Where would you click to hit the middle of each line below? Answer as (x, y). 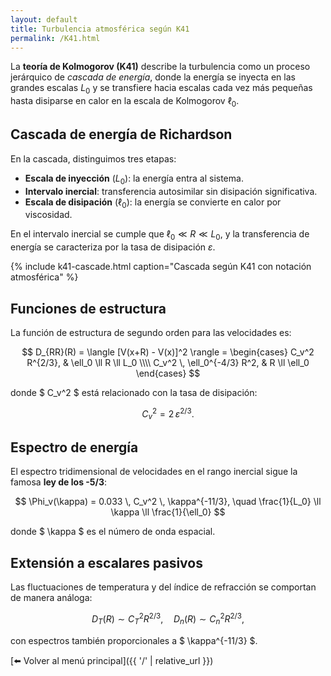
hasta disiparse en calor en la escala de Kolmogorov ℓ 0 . (125, 102)
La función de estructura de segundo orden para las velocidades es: (151, 332)
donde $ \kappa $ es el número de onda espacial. (113, 532)
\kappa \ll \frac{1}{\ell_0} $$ (168, 512)
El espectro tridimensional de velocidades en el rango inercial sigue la (154, 472)
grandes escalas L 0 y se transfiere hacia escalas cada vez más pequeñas (161, 89)
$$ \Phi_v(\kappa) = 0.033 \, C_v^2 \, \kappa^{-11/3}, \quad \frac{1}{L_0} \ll (168, 502)
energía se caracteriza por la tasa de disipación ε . (113, 247)
